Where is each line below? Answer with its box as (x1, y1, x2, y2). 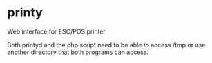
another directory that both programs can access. (7, 48, 149, 56)
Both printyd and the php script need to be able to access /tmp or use (7, 40, 206, 49)
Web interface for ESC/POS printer (7, 27, 106, 36)
